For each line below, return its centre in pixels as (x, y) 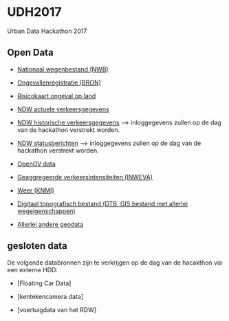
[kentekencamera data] (50, 296)
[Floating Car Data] (44, 283)
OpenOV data (36, 164)
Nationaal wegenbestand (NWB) (63, 69)
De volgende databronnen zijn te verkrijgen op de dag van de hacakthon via (115, 263)
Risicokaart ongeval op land (56, 96)
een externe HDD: (33, 269)
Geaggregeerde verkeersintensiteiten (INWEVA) (85, 177)
